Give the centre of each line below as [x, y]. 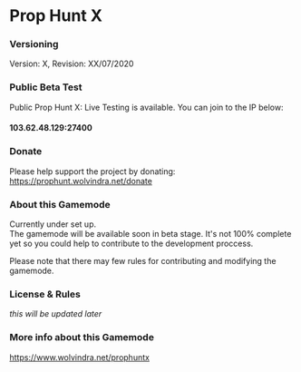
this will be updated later [56, 314]
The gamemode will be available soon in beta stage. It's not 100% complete [150, 233]
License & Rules [45, 294]
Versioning [34, 44]
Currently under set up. [53, 224]
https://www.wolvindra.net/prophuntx [79, 357]
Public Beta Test [46, 87]
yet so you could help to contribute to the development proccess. [131, 243]
